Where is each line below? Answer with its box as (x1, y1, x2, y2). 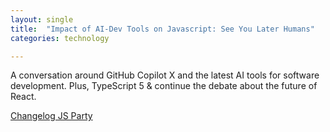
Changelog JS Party (10, 110, 93, 122)
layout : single (10, 14, 74, 25)
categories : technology (10, 33, 110, 43)
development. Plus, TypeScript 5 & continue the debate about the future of (10, 80, 318, 92)
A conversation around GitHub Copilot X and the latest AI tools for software (10, 69, 320, 81)
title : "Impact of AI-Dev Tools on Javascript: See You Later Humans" (10, 24, 315, 34)
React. (10, 91, 37, 103)
